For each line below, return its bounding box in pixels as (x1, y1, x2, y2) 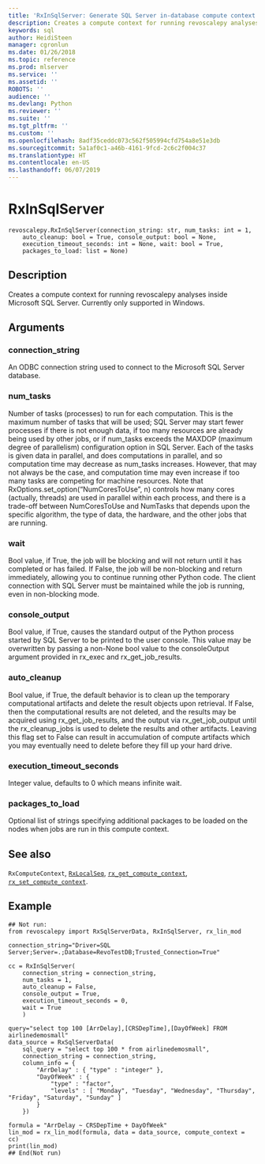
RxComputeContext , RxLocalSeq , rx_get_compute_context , (8, 868, 188, 878)
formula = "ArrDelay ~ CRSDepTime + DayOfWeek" (8, 1121, 168, 1129)
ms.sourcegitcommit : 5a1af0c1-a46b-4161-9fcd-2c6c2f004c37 (8, 144, 207, 152)
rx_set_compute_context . (8, 877, 88, 886)
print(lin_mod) (8, 1142, 58, 1150)
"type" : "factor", (50, 1079, 114, 1088)
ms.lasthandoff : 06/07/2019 (8, 166, 101, 174)
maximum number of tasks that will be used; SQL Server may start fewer (8, 417, 244, 427)
